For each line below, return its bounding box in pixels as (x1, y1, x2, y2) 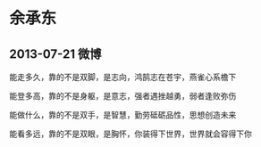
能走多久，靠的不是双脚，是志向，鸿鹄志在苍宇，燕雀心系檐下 (9, 72, 237, 82)
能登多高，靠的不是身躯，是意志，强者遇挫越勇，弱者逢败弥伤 (9, 91, 237, 101)
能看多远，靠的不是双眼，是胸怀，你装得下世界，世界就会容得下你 (9, 128, 252, 139)
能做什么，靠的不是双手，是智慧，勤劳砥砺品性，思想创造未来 (9, 110, 237, 120)
